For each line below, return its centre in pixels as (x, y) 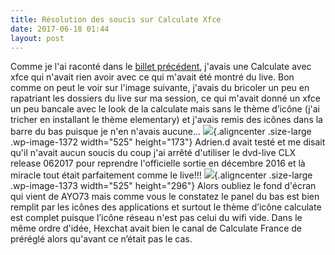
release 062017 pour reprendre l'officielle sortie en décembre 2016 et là (158, 163)
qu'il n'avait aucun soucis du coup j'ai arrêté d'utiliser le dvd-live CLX (153, 153)
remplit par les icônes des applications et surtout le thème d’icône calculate (166, 207)
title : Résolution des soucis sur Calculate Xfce (116, 19)
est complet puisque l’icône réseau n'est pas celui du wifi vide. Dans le (156, 218)
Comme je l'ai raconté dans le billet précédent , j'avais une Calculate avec (161, 67)
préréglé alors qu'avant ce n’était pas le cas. (101, 239)
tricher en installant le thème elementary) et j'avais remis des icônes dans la (166, 120)
